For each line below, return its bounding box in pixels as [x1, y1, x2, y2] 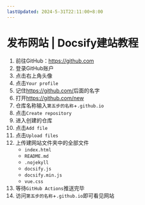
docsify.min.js [24, 172, 62, 178]
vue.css [24, 178, 44, 185]
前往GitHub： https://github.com [15, 57, 94, 64]
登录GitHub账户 [15, 64, 54, 72]
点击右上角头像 [15, 72, 53, 79]
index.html [24, 147, 52, 153]
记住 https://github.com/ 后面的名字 [15, 87, 100, 94]
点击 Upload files [15, 132, 58, 139]
